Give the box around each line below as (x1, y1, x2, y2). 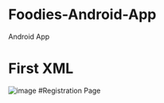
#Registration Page (38, 86, 101, 95)
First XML (8, 59, 74, 78)
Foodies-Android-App (8, 6, 157, 24)
